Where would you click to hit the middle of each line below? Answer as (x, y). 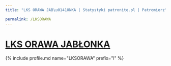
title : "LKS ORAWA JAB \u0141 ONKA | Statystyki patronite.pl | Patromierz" (86, 10)
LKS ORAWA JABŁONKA (58, 44)
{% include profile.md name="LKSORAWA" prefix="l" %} (65, 58)
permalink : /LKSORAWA (28, 19)
